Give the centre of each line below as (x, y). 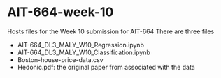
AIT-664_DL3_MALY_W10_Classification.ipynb (84, 52)
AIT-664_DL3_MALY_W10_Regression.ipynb (81, 45)
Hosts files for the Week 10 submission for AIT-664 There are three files (111, 31)
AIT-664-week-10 (60, 12)
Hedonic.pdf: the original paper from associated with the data (106, 67)
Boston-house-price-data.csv (60, 59)
